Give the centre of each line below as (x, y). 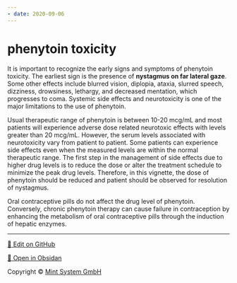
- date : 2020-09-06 (36, 14)
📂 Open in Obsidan (35, 258)
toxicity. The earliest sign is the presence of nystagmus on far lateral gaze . (117, 76)
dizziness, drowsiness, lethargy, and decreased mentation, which (102, 91)
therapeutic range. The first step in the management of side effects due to (115, 157)
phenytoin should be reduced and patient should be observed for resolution (117, 180)
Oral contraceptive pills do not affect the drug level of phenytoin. (101, 201)
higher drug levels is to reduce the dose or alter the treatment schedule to (115, 165)
